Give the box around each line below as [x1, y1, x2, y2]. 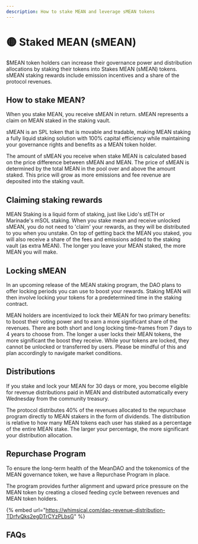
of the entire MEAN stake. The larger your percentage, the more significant [6, 425, 189, 433]
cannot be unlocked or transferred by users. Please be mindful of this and [6, 343, 187, 350]
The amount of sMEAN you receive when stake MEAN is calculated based [6, 152, 187, 160]
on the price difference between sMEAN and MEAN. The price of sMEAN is [6, 159, 190, 166]
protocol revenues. [6, 78, 52, 85]
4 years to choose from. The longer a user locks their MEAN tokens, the [6, 331, 182, 338]
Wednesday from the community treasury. [6, 395, 110, 402]
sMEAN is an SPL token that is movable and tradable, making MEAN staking [6, 129, 191, 136]
